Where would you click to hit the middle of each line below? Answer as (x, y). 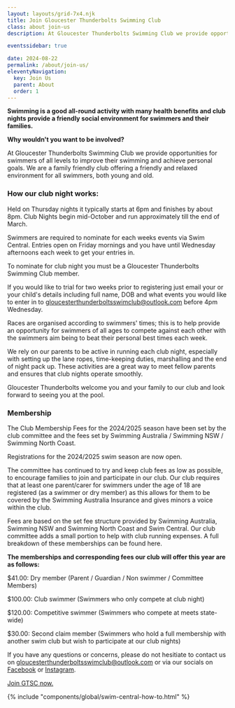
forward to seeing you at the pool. (56, 395)
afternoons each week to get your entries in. (71, 252)
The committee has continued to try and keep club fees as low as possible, (115, 470)
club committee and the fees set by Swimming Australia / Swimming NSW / (115, 435)
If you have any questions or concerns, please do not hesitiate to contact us (116, 654)
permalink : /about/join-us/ (48, 65)
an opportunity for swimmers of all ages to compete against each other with (116, 330)
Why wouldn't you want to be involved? (66, 139)
